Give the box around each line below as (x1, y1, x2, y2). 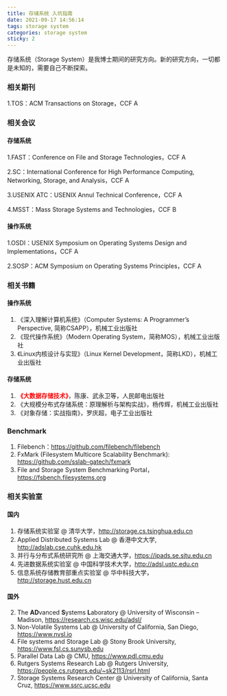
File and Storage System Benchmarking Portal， (16, 466, 154, 474)
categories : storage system (7, 29, 88, 36)
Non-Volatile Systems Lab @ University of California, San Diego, (16, 623, 199, 631)
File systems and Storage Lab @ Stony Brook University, (16, 637, 177, 645)
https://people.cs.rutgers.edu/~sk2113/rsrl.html (16, 666, 151, 675)
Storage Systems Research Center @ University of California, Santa (16, 673, 208, 682)
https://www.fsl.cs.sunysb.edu (16, 645, 104, 653)
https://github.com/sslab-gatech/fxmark (16, 458, 132, 466)
